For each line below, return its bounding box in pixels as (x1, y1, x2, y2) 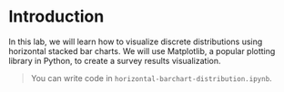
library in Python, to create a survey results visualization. (8, 55, 221, 66)
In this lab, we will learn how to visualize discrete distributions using (8, 36, 263, 47)
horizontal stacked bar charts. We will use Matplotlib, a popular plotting (8, 45, 276, 56)
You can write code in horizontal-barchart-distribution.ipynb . (30, 72, 272, 83)
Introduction (8, 6, 105, 27)
